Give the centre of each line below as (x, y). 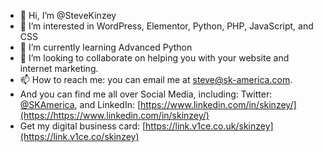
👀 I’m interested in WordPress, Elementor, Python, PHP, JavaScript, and (166, 26)
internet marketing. (59, 68)
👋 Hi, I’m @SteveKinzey (68, 15)
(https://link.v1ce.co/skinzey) (79, 136)
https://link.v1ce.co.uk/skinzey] (209, 126)
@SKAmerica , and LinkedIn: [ (80, 104)
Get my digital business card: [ (83, 126)
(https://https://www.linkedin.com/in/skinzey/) (114, 115)
